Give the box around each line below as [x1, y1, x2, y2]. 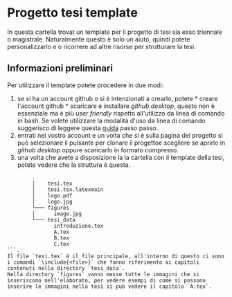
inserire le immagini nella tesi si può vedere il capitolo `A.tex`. [7, 282, 213, 290]
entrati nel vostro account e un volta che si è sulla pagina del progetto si [17, 131, 223, 139]
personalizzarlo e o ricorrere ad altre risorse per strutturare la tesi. [7, 42, 196, 51]
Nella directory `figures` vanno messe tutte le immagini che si [7, 271, 199, 278]
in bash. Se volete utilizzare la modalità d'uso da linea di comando [17, 116, 206, 125]
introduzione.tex [53, 222, 104, 229]
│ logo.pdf [32, 192, 73, 199]
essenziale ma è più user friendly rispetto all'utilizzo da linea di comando [17, 109, 225, 117]
